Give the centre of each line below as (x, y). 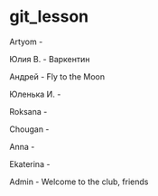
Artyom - (26, 42)
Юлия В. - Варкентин (50, 59)
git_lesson (49, 17)
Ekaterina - (30, 163)
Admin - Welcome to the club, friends (79, 182)
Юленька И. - (35, 94)
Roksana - (28, 111)
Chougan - (29, 129)
